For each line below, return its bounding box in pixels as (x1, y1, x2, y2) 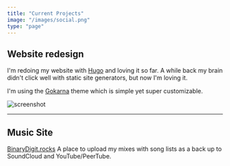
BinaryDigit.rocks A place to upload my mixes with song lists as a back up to (7, 145, 222, 153)
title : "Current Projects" (7, 10, 84, 17)
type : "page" (7, 23, 44, 29)
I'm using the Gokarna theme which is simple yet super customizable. (7, 87, 203, 95)
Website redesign (7, 48, 84, 60)
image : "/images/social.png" (7, 16, 90, 23)
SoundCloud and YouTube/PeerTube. (7, 152, 112, 160)
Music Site (7, 126, 53, 138)
